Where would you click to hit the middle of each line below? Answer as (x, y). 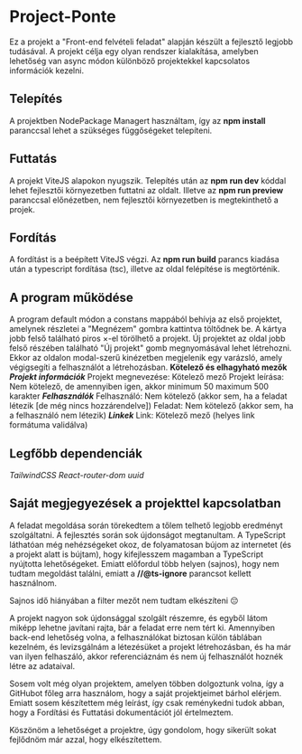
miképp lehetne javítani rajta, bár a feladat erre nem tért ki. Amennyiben (142, 627)
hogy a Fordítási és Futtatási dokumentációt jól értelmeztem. (122, 712)
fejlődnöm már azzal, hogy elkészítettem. (86, 740)
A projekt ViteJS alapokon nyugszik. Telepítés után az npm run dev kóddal (148, 180)
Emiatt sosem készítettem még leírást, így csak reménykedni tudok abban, (147, 702)
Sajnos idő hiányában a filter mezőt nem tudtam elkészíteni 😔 (124, 600)
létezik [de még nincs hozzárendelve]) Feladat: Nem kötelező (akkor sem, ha (151, 406)
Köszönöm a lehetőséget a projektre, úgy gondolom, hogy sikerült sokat (143, 730)
